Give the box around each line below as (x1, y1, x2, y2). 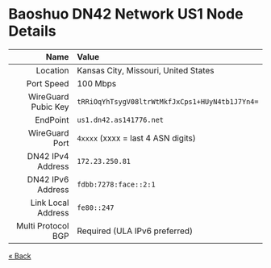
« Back (8, 251, 31, 261)
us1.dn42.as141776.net (76, 115, 164, 124)
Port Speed (26, 77, 69, 89)
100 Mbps (76, 77, 117, 89)
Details (8, 22, 56, 40)
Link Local (30, 197, 69, 208)
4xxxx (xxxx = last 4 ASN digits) (76, 132, 196, 144)
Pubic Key (31, 101, 69, 112)
